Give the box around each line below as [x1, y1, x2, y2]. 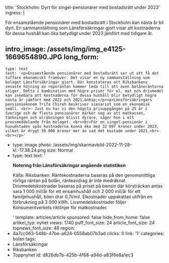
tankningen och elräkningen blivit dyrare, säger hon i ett [5, 115, 135, 120]
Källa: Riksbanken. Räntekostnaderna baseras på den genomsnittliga [12, 172, 155, 178]
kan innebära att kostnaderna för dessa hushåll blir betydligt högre [5, 93, 157, 98]
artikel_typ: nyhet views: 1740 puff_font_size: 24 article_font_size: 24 [12, 219, 155, 226]
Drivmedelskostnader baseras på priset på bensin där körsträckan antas [12, 182, 163, 189]
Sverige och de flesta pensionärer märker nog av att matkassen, [5, 110, 145, 116]
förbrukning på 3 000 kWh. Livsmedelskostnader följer [12, 199, 127, 205]
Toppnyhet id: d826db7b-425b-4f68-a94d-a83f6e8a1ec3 [12, 252, 134, 258]
